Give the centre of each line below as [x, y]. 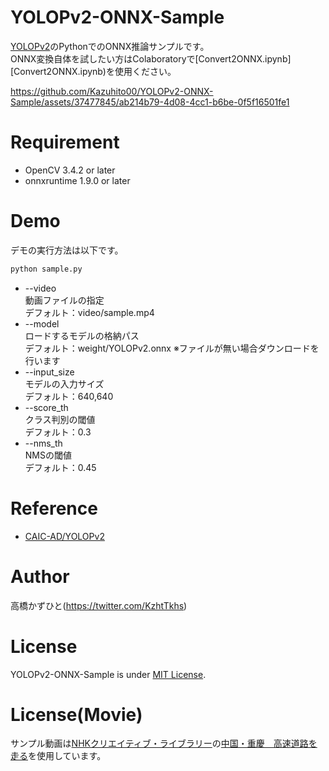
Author [40, 576]
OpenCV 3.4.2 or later [70, 170]
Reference [54, 508]
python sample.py [46, 269]
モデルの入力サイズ [64, 383]
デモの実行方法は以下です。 [67, 250]
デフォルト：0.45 [60, 467]
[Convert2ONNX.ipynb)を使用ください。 [93, 71]
